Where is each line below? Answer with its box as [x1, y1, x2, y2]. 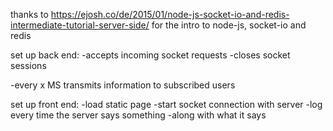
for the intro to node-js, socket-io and [151, 19, 307, 31]
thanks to [10, 9, 49, 20]
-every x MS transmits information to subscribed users [10, 79, 236, 91]
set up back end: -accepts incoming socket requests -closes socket [10, 49, 291, 61]
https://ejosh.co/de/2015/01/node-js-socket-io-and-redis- [50, 9, 290, 20]
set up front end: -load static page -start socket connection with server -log [10, 99, 323, 110]
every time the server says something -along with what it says [10, 109, 267, 121]
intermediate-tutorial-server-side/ [10, 19, 150, 31]
